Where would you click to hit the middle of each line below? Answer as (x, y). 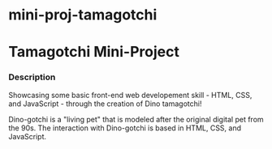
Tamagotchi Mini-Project (94, 52)
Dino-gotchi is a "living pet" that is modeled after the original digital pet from (136, 119)
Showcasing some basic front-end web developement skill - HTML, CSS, (130, 95)
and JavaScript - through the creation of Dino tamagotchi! (105, 104)
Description (32, 77)
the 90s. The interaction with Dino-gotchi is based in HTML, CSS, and (125, 128)
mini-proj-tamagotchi (83, 15)
